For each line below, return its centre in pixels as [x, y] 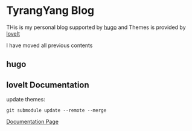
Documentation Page [33, 122]
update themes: [26, 100]
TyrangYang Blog [50, 11]
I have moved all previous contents [50, 45]
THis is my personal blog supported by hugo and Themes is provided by [96, 27]
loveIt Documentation [48, 85]
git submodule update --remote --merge [56, 110]
